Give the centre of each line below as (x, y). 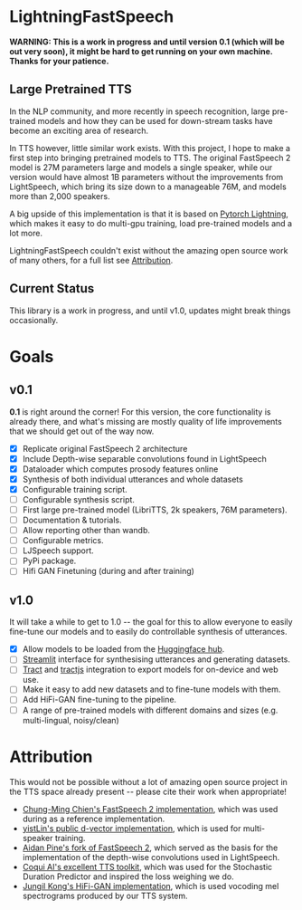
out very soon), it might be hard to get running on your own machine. (141, 51)
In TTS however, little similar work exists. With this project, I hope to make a (150, 148)
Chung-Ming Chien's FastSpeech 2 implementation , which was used (150, 809)
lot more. (26, 233)
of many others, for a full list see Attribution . (91, 260)
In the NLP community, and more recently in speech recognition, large (140, 111)
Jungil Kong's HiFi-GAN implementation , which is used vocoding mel (151, 886)
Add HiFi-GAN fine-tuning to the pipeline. (99, 700)
